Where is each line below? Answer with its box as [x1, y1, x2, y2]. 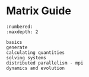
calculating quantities [6, 49, 65, 56]
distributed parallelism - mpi [6, 60, 84, 66]
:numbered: [6, 24, 33, 30]
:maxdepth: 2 [6, 28, 39, 35]
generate [6, 44, 28, 50]
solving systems [6, 54, 46, 60]
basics [6, 39, 23, 45]
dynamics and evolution [6, 65, 65, 71]
